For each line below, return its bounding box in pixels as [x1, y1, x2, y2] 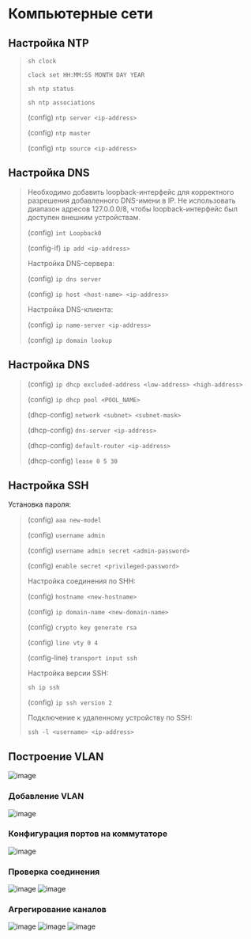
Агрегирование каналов [8, 904, 107, 915]
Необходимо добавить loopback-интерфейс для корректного [27, 187, 234, 196]
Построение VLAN [8, 750, 104, 763]
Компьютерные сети [8, 5, 154, 23]
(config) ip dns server [27, 274, 102, 283]
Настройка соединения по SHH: [27, 576, 136, 586]
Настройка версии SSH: [27, 668, 109, 678]
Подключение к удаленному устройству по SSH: [27, 713, 193, 723]
